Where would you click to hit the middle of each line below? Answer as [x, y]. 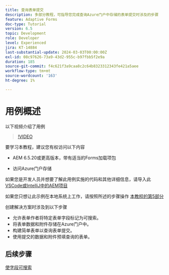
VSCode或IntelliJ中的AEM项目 [37, 186]
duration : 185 [20, 62]
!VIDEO [25, 136]
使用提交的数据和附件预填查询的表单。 [52, 237]
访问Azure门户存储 [32, 168]
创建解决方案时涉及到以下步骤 [36, 207]
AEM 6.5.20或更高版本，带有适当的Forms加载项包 [64, 158]
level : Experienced [26, 43]
